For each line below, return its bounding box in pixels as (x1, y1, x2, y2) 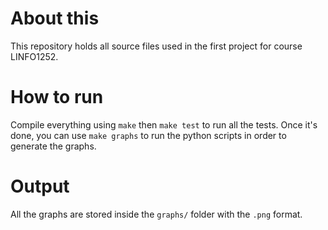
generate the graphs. (10, 140, 97, 152)
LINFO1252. (10, 50, 59, 62)
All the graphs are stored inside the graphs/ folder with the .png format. (10, 208, 303, 220)
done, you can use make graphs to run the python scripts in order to (10, 129, 287, 141)
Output (10, 175, 70, 198)
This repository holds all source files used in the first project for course (10, 40, 303, 52)
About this (10, 7, 100, 30)
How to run (10, 86, 104, 109)
